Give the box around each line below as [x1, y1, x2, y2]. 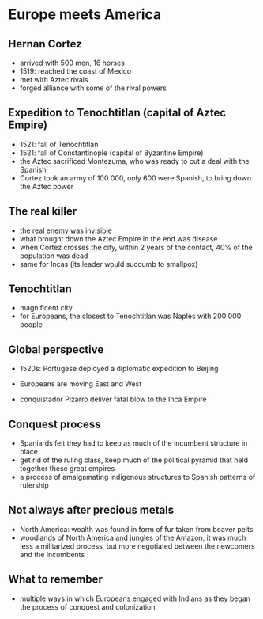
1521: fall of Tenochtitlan [19, 139, 99, 149]
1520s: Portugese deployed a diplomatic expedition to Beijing [19, 364, 219, 374]
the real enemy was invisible [19, 226, 113, 235]
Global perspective [8, 343, 104, 356]
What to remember [8, 572, 103, 587]
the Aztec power [19, 181, 74, 191]
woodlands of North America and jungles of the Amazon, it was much [19, 533, 246, 542]
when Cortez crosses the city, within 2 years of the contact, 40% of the [19, 242, 253, 252]
